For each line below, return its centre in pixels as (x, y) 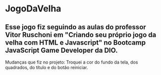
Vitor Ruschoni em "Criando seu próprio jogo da (81, 35)
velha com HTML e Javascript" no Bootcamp (76, 42)
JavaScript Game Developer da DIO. (61, 50)
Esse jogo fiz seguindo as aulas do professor (76, 27)
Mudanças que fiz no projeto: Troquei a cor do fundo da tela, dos (72, 62)
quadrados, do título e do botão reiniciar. (47, 67)
